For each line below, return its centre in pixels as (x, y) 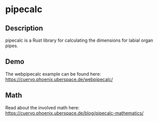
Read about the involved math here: (42, 107)
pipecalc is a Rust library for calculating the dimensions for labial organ (79, 40)
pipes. (12, 46)
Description (24, 28)
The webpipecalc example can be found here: (53, 74)
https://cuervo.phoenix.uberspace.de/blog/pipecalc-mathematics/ (74, 113)
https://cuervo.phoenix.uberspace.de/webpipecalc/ (59, 79)
